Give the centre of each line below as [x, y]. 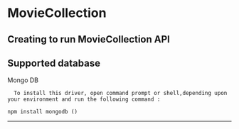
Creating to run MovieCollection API [89, 39]
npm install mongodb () [43, 112]
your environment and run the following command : [84, 100]
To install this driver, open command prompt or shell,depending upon [121, 94]
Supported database [54, 63]
